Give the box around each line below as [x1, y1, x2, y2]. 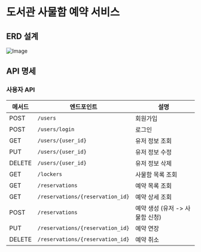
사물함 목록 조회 [135, 170, 178, 178]
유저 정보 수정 [135, 148, 172, 156]
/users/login [37, 126, 75, 132]
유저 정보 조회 [135, 136, 172, 145]
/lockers [37, 171, 63, 177]
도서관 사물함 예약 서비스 [6, 5, 120, 19]
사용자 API [6, 86, 35, 94]
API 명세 [6, 66, 36, 77]
